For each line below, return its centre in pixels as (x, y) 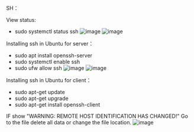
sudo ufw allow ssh (38, 68)
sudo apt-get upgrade (42, 98)
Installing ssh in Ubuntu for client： (49, 80)
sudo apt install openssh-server (54, 55)
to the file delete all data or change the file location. (69, 122)
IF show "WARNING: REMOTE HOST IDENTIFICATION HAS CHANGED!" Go (97, 116)
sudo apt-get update (40, 92)
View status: (21, 20)
